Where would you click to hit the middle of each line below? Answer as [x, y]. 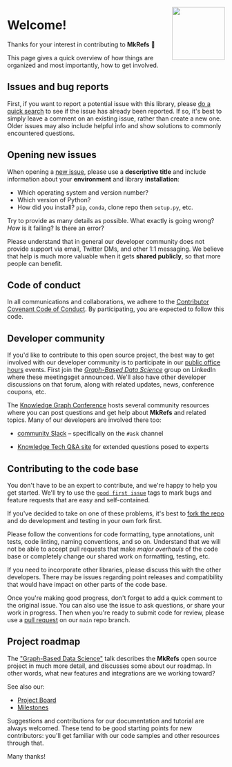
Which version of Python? [54, 200]
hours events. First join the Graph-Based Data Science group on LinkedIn [112, 370]
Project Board [37, 700]
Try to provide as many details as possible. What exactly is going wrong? [111, 220]
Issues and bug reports [58, 87]
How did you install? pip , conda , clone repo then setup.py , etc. [105, 207]
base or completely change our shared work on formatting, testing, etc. [109, 556]
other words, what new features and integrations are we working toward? [111, 673]
